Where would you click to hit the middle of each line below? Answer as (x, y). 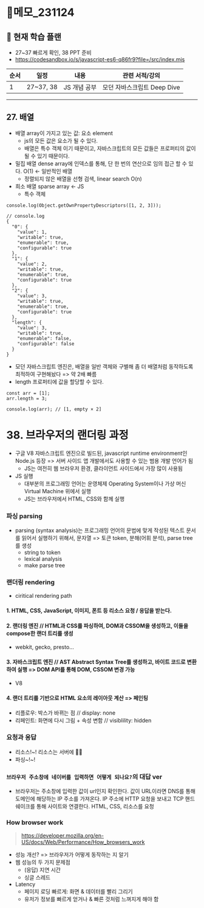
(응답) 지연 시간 (42, 870)
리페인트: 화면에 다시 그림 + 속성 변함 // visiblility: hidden (83, 720)
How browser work (35, 823)
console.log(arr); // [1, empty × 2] (54, 409)
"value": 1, (32, 232)
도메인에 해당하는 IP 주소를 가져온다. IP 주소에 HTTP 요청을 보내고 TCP (99, 799)
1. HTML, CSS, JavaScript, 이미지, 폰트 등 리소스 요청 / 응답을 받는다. (89, 610)
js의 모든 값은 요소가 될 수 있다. (61, 140)
